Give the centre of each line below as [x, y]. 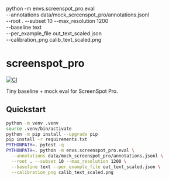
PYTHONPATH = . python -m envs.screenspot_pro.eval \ [70, 150]
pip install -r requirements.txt [47, 140]
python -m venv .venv [32, 123]
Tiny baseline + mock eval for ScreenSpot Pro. [62, 91]
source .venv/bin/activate [39, 129]
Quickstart [26, 110]
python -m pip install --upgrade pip [52, 134]
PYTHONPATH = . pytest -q [35, 145]
